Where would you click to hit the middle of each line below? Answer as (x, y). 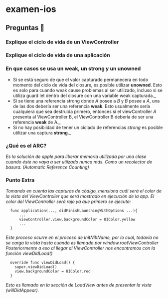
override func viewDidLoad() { (43, 263)
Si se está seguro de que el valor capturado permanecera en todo (81, 79)
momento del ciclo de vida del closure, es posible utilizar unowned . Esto (87, 85)
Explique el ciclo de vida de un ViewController (62, 42)
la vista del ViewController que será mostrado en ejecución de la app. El (80, 196)
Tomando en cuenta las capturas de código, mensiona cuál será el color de (84, 191)
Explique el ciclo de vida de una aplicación (58, 55)
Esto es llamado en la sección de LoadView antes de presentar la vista (79, 285)
